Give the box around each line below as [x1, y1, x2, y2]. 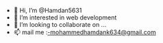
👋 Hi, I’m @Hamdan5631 [13, 7, 82, 14]
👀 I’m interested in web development [13, 13, 117, 21]
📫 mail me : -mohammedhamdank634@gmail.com [13, 28, 156, 36]
